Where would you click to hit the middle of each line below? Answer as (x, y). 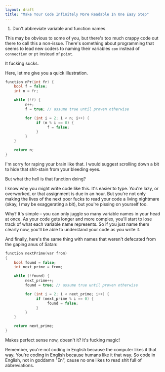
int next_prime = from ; (39, 267)
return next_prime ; (34, 326)
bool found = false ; (35, 262)
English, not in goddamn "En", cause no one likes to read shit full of (74, 360)
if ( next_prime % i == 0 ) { (65, 299)
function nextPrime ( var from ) (36, 253)
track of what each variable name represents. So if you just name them (77, 224)
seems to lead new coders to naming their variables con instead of (72, 48)
